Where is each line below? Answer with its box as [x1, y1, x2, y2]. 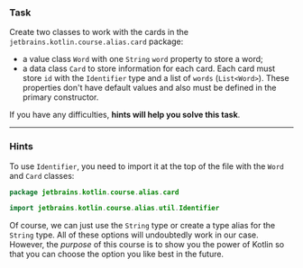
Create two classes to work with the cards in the [9, 27, 189, 38]
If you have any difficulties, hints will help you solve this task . [9, 110, 241, 121]
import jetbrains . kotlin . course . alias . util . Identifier [9, 204, 220, 213]
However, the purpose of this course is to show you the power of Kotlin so [9, 239, 285, 250]
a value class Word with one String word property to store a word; [22, 54, 263, 65]
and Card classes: [9, 170, 75, 181]
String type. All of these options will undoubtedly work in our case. [9, 229, 259, 240]
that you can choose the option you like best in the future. [9, 249, 224, 260]
